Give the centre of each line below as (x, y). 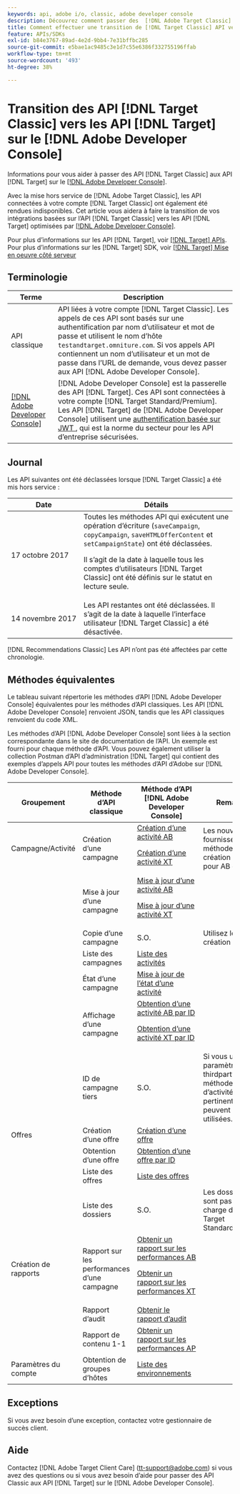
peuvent (217, 1110)
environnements (164, 1373)
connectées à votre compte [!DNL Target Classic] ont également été (108, 203)
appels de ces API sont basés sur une (121, 319)
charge (215, 1210)
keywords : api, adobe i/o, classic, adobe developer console (100, 14)
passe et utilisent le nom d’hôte (110, 336)
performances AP (166, 1348)
